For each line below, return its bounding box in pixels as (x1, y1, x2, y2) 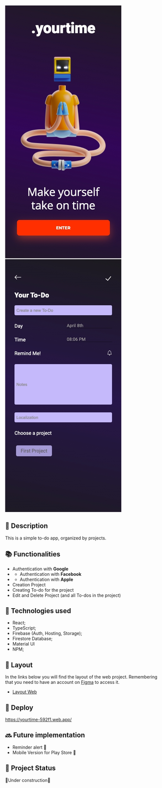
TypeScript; (12, 625, 36, 631)
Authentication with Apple (19, 576, 73, 582)
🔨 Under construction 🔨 (5, 777, 51, 783)
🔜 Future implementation (5, 731, 85, 740)
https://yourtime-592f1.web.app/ (5, 717, 72, 723)
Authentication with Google (12, 566, 68, 572)
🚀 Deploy (5, 703, 34, 712)
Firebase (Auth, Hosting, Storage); (12, 631, 83, 637)
